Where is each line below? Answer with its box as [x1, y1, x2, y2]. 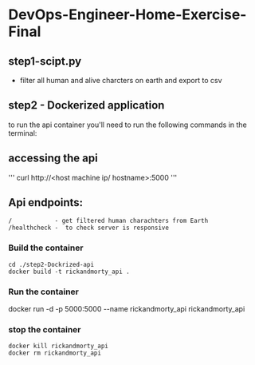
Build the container [8, 242, 84, 253]
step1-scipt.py [8, 54, 82, 68]
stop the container [8, 323, 81, 335]
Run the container [8, 286, 80, 297]
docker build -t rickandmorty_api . [8, 268, 130, 276]
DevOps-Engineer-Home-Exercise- [8, 6, 247, 24]
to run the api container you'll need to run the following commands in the [8, 120, 247, 129]
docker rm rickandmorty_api [8, 349, 102, 357]
